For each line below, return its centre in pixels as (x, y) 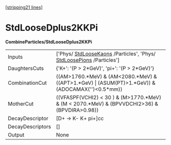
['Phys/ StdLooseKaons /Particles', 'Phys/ (106, 54)
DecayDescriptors (30, 126)
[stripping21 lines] (24, 7)
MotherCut (21, 103)
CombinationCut (27, 83)
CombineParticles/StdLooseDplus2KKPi (49, 42)
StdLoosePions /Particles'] (88, 60)
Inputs (15, 57)
